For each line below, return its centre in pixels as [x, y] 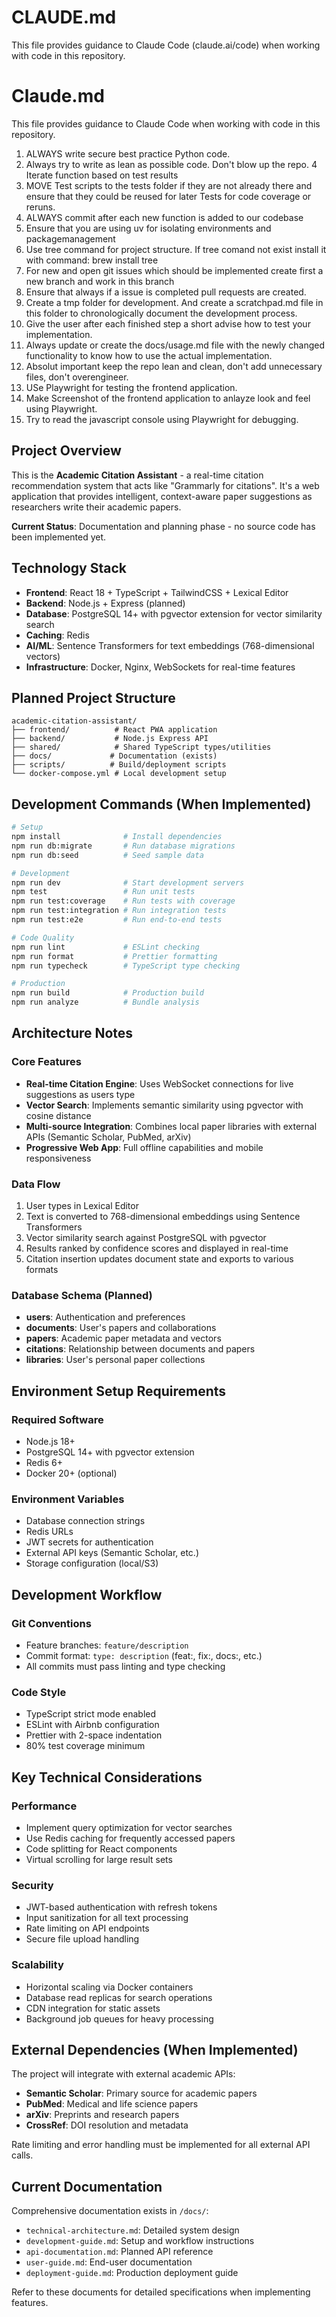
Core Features [46, 1062]
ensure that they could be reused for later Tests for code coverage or [168, 196]
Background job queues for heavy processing [119, 2018]
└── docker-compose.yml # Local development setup [119, 774]
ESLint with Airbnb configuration [92, 1725]
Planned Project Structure [93, 697]
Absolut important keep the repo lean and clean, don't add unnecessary [174, 366]
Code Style [39, 1692]
